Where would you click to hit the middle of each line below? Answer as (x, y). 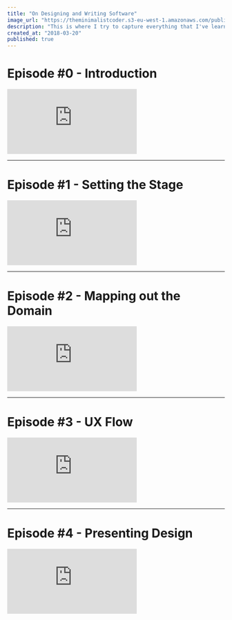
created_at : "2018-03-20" (44, 33)
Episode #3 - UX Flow (70, 422)
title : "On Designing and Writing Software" (72, 14)
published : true (30, 39)
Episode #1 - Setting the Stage (95, 185)
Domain (30, 311)
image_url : (23, 20)
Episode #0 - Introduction (82, 74)
